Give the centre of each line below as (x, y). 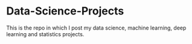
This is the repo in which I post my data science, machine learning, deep (96, 28)
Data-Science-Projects (65, 11)
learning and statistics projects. (45, 34)
